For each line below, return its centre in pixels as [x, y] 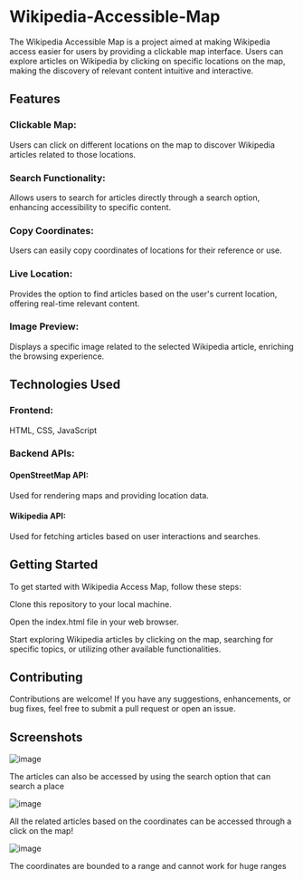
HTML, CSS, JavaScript [53, 430]
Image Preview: [44, 326]
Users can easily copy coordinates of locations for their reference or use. [146, 250]
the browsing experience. [57, 356]
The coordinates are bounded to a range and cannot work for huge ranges [148, 866]
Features [35, 99]
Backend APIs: [42, 453]
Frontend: [32, 411]
